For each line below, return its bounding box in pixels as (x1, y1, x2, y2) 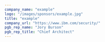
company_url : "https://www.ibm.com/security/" (4, 20, 101, 26)
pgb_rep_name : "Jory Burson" (4, 25, 64, 30)
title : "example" (4, 16, 40, 21)
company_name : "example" (4, 7, 55, 12)
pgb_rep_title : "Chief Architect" (4, 29, 75, 34)
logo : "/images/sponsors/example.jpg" (4, 12, 83, 16)
